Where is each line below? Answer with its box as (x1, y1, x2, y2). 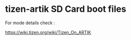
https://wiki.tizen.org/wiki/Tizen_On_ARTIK (5, 29, 91, 35)
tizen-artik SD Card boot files (5, 3, 127, 15)
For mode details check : (5, 20, 55, 26)
